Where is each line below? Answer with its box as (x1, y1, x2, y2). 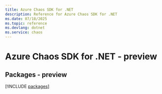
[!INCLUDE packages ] (5, 84, 50, 89)
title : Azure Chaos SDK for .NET (5, 7, 74, 12)
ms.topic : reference (5, 21, 48, 26)
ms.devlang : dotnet (5, 25, 45, 30)
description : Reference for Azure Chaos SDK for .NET (5, 12, 118, 17)
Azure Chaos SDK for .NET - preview (5, 51, 158, 62)
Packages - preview (5, 70, 67, 79)
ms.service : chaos (5, 30, 43, 35)
